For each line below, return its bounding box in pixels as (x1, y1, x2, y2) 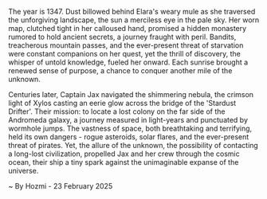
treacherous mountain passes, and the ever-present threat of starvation (8, 41, 244, 50)
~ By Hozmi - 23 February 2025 (8, 181, 113, 190)
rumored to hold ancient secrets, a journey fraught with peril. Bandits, (8, 32, 237, 41)
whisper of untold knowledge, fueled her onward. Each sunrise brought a (8, 57, 249, 67)
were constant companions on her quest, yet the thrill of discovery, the (8, 49, 241, 58)
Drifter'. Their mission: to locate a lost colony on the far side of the (8, 107, 226, 116)
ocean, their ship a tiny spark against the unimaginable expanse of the (8, 158, 239, 166)
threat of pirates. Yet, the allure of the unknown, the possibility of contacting (8, 141, 259, 150)
